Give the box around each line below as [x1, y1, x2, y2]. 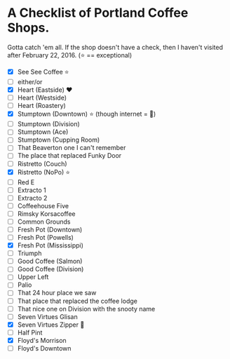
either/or [17, 77, 43, 86]
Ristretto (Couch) [17, 159, 68, 168]
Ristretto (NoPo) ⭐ [17, 168, 70, 176]
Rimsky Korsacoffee [17, 209, 76, 218]
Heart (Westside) [17, 93, 67, 102]
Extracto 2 [17, 194, 48, 202]
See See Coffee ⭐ [17, 67, 69, 76]
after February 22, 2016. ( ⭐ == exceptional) [7, 50, 133, 59]
